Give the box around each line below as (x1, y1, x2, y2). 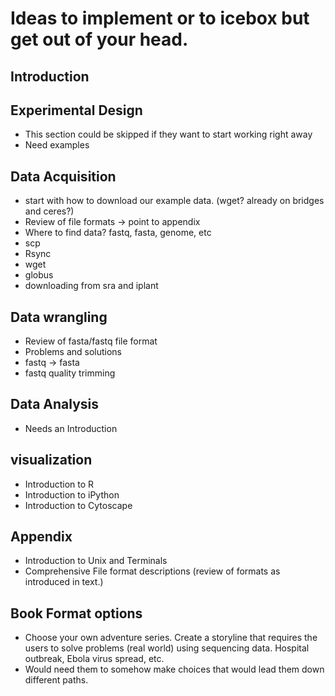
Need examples (24, 139, 90, 151)
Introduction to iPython (24, 488, 120, 501)
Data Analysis (10, 396, 100, 413)
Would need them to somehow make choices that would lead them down (24, 663, 325, 676)
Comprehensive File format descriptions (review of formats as (24, 565, 281, 577)
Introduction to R (24, 478, 95, 490)
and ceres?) (24, 205, 75, 217)
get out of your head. (10, 28, 189, 51)
